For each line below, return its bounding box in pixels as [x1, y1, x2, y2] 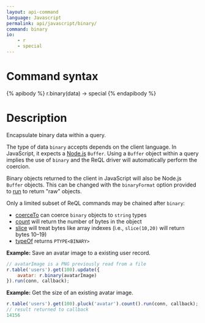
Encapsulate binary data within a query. [6, 131, 106, 138]
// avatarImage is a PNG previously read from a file [6, 261, 147, 267]
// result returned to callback [6, 306, 89, 313]
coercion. [6, 163, 31, 170]
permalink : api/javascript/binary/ [6, 20, 97, 26]
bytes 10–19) [15, 231, 47, 238]
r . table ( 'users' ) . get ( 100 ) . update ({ [6, 267, 100, 273]
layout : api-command [6, 9, 59, 15]
